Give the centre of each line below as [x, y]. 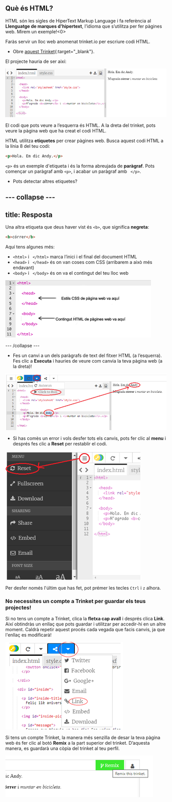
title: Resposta [29, 215]
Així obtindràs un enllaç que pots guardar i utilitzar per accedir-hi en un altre [86, 624]
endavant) [24, 268]
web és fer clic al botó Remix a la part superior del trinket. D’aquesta [78, 743]
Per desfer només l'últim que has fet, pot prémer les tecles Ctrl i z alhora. [83, 588]
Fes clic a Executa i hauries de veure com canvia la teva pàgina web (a [88, 361]
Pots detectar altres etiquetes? [45, 181]
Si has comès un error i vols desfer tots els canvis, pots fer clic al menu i [89, 438]
